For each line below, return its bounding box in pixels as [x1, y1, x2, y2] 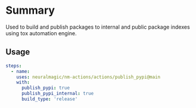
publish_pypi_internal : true [21, 91, 94, 97]
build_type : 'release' [21, 96, 78, 102]
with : [16, 79, 30, 85]
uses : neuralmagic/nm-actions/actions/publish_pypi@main [16, 74, 161, 80]
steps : [5, 63, 22, 69]
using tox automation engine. [5, 29, 77, 36]
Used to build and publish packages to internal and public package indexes [5, 23, 190, 30]
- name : [11, 68, 30, 75]
